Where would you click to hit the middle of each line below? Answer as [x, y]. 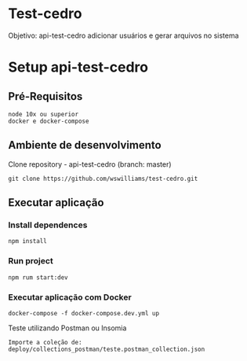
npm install [27, 241]
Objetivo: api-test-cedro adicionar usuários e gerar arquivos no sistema [123, 35]
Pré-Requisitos [45, 96]
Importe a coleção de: [45, 343]
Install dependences [48, 225]
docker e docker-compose [49, 121]
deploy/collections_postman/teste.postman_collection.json [107, 350]
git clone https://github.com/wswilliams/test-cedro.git [103, 179]
